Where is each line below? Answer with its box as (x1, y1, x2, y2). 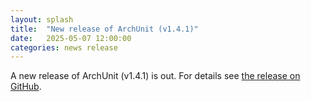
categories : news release (10, 42, 118, 53)
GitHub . (10, 81, 42, 93)
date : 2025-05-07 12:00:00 (10, 33, 132, 43)
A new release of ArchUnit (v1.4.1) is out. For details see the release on (10, 70, 301, 82)
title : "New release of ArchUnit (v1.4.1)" (10, 24, 199, 34)
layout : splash (10, 14, 74, 25)
